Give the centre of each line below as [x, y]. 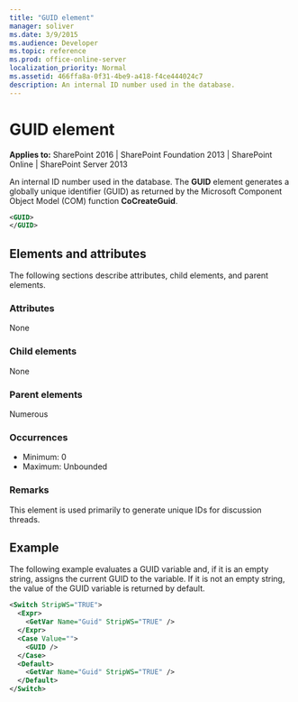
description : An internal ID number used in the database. [122, 85]
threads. [25, 519]
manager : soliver [42, 26]
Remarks [29, 490]
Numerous [29, 414]
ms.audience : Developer [54, 43]
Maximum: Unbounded [65, 466]
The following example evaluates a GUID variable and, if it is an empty [139, 569]
